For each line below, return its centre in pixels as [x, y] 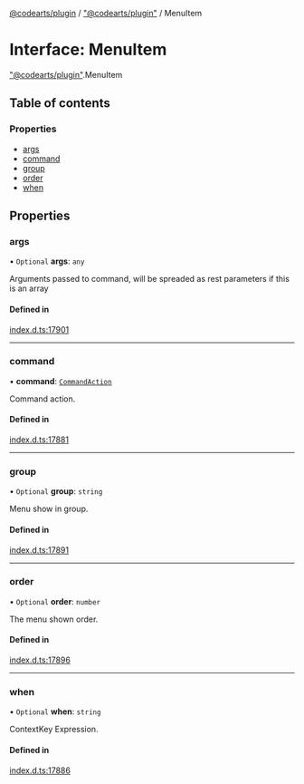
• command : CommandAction [61, 381]
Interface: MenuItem [88, 50]
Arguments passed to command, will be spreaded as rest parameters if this [149, 279]
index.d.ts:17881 [39, 440]
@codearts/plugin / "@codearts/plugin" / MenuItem [106, 13]
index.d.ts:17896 [40, 660]
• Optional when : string [55, 711]
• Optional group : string [56, 491]
